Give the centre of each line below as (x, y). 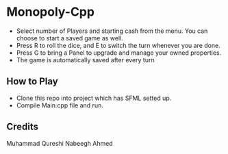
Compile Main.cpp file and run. (60, 105)
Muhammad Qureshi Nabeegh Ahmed (60, 143)
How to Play (33, 82)
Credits (23, 127)
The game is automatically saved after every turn (85, 60)
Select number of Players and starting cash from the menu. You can (112, 31)
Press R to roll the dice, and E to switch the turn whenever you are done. (118, 45)
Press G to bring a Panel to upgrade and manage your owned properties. (119, 53)
